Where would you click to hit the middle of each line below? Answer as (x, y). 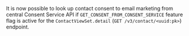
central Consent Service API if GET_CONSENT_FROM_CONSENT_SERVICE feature (95, 15)
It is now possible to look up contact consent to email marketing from (90, 8)
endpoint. (18, 27)
